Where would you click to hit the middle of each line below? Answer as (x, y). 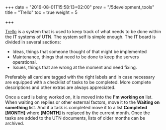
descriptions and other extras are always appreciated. (60, 87)
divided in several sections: (33, 42)
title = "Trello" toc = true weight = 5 (41, 12)
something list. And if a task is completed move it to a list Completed (76, 108)
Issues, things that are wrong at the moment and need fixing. (75, 67)
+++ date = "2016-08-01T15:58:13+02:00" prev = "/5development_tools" (80, 7)
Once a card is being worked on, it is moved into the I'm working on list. (79, 97)
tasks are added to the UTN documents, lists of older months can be (75, 118)
